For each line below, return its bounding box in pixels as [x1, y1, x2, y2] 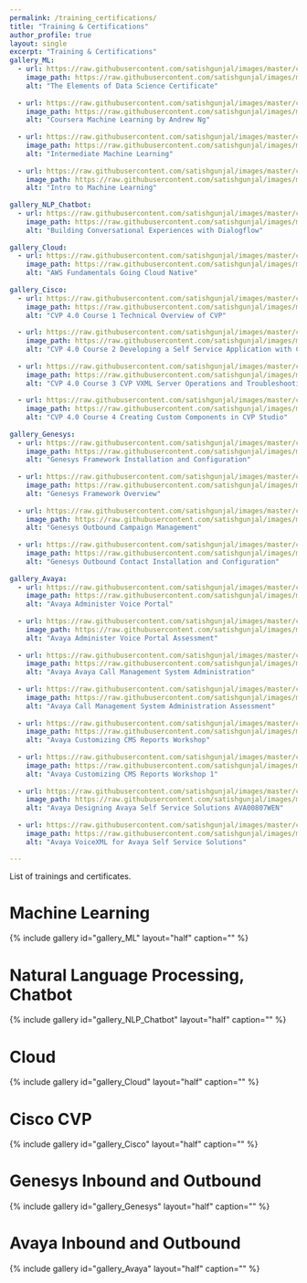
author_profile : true [9, 30, 92, 39]
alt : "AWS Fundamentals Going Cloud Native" [26, 269, 198, 278]
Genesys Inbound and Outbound [9, 1171, 262, 1192]
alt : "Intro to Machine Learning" [26, 184, 157, 193]
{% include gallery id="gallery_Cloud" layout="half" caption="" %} [9, 1076, 259, 1087]
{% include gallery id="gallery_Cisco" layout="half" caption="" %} [9, 1139, 259, 1150]
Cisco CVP [9, 1108, 93, 1129]
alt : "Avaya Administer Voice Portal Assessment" [26, 633, 219, 642]
